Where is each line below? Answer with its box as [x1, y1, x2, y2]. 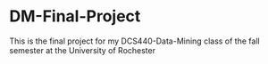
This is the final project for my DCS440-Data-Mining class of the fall [9, 36, 261, 46]
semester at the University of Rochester [9, 44, 156, 55]
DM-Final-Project [9, 6, 141, 27]
